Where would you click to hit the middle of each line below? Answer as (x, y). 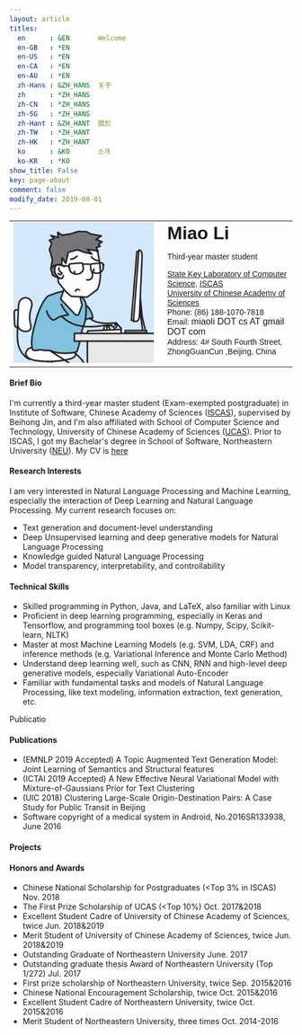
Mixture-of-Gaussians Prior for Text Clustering (108, 788)
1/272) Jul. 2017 (52, 974)
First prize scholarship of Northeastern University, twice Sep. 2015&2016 (157, 983)
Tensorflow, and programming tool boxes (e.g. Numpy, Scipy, (135, 625)
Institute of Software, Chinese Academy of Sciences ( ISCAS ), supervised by (150, 412)
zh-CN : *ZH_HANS (54, 104)
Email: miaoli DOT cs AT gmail (226, 322)
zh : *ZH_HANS (54, 94)
